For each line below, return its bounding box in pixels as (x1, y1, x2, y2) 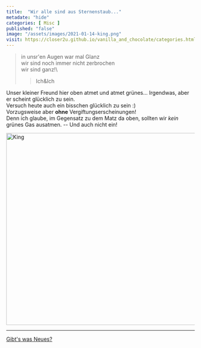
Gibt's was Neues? (6, 335, 53, 343)
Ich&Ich (35, 77, 55, 85)
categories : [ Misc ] (6, 20, 60, 26)
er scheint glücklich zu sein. (6, 95, 75, 103)
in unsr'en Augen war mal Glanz (20, 53, 100, 60)
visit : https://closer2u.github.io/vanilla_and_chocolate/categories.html (6, 37, 197, 43)
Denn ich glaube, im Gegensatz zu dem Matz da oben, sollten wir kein (6, 115, 179, 122)
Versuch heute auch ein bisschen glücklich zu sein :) (6, 102, 136, 109)
